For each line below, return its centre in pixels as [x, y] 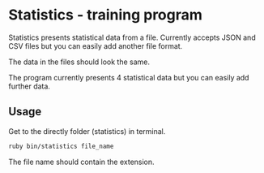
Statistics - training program [105, 15]
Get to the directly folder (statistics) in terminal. [87, 131]
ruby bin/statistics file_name [61, 146]
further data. [30, 86]
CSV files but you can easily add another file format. [96, 45]
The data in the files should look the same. [79, 62]
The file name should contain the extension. [82, 162]
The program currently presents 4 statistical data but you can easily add [129, 77]
